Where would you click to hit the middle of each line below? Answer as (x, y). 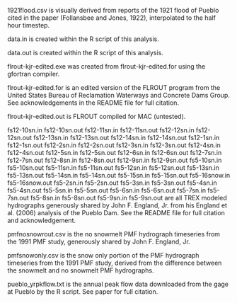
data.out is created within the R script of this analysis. (86, 53)
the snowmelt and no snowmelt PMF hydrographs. (81, 270)
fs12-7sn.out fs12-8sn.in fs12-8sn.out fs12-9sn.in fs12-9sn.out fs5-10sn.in (115, 160)
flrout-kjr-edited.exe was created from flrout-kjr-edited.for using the (106, 66)
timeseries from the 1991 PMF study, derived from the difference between (115, 263)
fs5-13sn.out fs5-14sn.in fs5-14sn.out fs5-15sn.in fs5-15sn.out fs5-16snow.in (119, 175)
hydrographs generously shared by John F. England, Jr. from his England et (117, 205)
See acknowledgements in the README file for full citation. (93, 103)
